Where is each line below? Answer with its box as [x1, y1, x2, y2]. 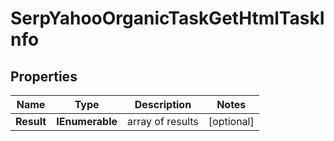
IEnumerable [56, 115, 118, 128]
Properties [10, 68, 78, 85]
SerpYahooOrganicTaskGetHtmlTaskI [10, 7, 325, 30]
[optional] [208, 115, 255, 128]
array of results [127, 115, 199, 128]
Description [134, 98, 192, 111]
